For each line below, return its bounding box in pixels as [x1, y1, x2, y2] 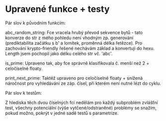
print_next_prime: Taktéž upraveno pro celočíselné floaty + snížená [5, 75, 143, 81]
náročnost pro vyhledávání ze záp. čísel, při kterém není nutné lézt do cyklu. [5, 80, 162, 86]
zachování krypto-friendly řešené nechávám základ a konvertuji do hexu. [5, 45, 155, 51]
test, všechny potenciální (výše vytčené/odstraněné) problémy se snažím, [5, 105, 157, 111]
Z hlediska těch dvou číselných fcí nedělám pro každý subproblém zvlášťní [5, 99, 158, 105]
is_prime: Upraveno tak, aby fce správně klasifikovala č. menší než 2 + [5, 60, 150, 66]
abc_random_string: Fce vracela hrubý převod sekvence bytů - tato [5, 29, 143, 35]
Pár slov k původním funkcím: [5, 20, 66, 26]
